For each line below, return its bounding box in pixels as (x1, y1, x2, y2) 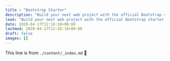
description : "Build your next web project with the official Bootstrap (5, 12, 162, 17)
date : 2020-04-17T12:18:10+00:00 (5, 21, 76, 27)
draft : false (5, 31, 33, 36)
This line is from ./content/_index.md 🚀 (5, 49, 87, 56)
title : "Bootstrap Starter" (5, 7, 67, 13)
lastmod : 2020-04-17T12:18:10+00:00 (5, 26, 82, 32)
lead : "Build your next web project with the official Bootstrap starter (5, 17, 164, 22)
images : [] (5, 36, 28, 41)
